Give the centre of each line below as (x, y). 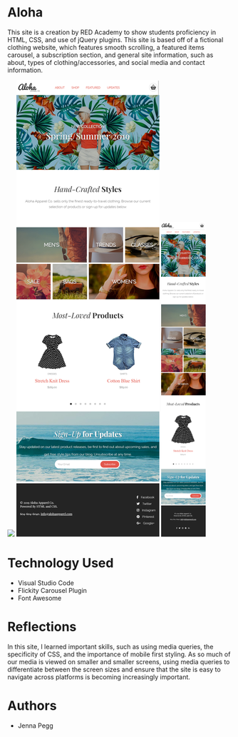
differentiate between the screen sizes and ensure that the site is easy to (114, 669)
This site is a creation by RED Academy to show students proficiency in (112, 32)
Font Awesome (40, 598)
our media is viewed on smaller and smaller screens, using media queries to (119, 661)
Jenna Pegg (35, 726)
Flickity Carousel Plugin (52, 590)
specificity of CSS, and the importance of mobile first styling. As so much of (119, 654)
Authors (32, 706)
